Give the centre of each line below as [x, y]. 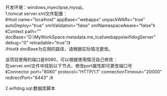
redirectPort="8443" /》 [29, 77]
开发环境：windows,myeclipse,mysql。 [46, 7]
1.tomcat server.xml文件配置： [36, 13]
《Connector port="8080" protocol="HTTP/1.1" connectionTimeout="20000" [84, 72]
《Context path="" [23, 31]
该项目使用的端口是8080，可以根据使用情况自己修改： [61, 59]
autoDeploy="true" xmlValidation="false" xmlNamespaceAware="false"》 [80, 25]
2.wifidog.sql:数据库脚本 [30, 88]
